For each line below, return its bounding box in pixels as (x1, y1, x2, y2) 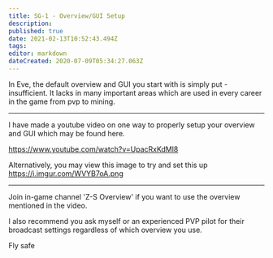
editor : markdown (8, 49, 67, 58)
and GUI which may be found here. (8, 128, 125, 138)
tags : (8, 42, 27, 50)
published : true (8, 27, 63, 35)
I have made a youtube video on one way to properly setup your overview (8, 119, 255, 130)
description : (8, 19, 53, 28)
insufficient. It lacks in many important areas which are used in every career (8, 88, 262, 97)
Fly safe (8, 240, 35, 250)
